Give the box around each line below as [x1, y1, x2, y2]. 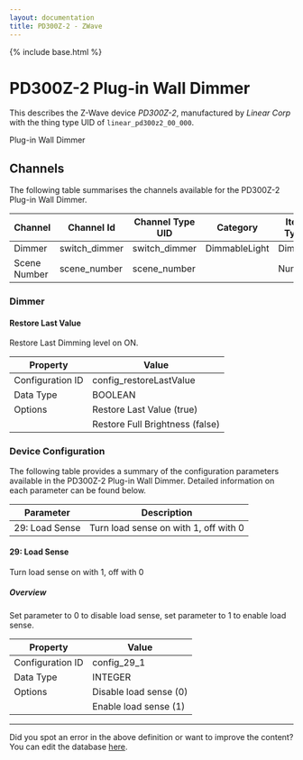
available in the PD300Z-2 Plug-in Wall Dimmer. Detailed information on [9, 475, 275, 486]
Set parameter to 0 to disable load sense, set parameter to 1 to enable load [9, 609, 287, 620]
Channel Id [67, 222, 115, 234]
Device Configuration [9, 445, 106, 458]
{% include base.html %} [9, 46, 102, 57]
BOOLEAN [92, 389, 136, 401]
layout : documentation [9, 13, 95, 23]
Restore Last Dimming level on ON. [9, 337, 139, 348]
